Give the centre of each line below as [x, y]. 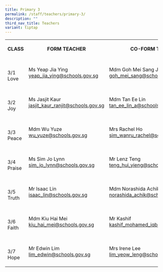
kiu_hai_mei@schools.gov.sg [61, 225]
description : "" [21, 18]
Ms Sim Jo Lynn [47, 159]
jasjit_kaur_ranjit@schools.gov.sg [66, 106]
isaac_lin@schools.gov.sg [58, 195]
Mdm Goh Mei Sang [131, 70]
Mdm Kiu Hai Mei [48, 218]
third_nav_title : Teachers [32, 23]
